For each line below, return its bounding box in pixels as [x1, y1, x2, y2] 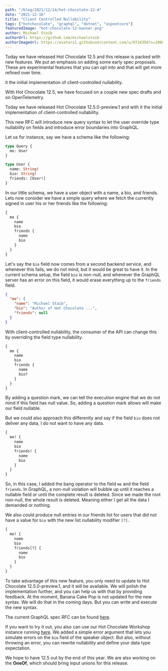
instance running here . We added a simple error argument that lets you [5, 629, 151, 635]
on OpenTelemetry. [5, 94, 44, 100]
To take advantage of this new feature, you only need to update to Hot [5, 577, 150, 583]
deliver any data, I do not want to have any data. [5, 420, 104, 426]
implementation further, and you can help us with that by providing [5, 588, 142, 594]
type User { [5, 162, 30, 167]
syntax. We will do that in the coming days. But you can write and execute [5, 599, 157, 605]
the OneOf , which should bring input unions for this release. [5, 660, 129, 666]
